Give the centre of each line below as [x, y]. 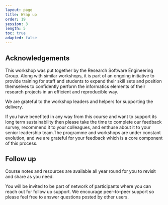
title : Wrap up [21, 15]
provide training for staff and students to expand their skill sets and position [83, 81]
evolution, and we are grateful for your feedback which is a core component [84, 138]
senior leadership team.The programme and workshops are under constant [83, 132]
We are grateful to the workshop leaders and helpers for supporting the [79, 101]
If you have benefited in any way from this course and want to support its [81, 117]
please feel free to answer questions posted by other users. [67, 197]
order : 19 [16, 19]
